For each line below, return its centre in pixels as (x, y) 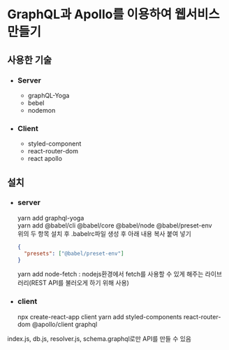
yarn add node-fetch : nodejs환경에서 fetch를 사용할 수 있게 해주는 (110, 274)
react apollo (45, 159)
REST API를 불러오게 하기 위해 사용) (80, 283)
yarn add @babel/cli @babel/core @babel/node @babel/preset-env (114, 225)
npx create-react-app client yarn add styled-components (99, 316)
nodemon (42, 110)
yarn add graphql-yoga (51, 218)
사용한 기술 (30, 60)
